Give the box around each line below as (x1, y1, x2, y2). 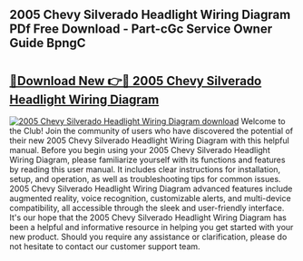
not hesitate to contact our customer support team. (9, 241, 201, 252)
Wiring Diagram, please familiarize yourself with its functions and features (9, 154, 286, 165)
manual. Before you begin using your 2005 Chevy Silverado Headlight (9, 145, 270, 155)
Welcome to (240, 116, 286, 126)
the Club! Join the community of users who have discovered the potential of (9, 126, 293, 136)
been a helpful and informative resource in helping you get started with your (9, 222, 294, 232)
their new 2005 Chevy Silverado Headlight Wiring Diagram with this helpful (9, 135, 290, 146)
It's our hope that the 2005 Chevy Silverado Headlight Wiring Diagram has (9, 212, 288, 223)
